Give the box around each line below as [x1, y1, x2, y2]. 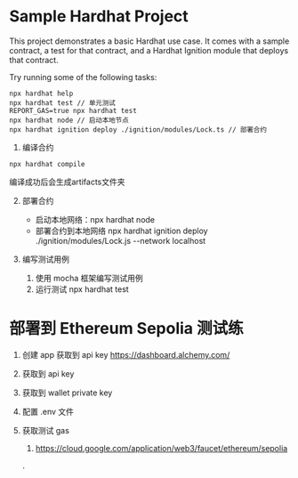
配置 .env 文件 [21, 406, 74, 417]
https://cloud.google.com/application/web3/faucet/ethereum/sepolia [35, 442, 288, 453]
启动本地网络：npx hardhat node [35, 214, 156, 224]
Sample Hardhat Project [9, 6, 189, 27]
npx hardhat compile [9, 159, 86, 168]
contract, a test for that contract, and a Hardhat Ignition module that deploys [9, 45, 289, 55]
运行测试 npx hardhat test [35, 283, 129, 295]
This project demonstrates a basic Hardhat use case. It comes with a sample [9, 36, 290, 46]
